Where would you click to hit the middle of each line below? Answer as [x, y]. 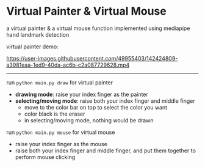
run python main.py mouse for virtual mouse [61, 132]
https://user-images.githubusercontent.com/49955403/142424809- [92, 58]
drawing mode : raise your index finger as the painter [81, 94]
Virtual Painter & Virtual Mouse [86, 11]
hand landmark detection [38, 34]
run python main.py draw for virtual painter [60, 82]
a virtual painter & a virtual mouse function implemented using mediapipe [98, 28]
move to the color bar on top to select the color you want [96, 107]
